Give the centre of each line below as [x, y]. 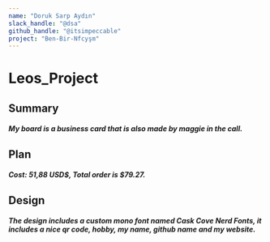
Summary [34, 108]
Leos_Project [54, 79]
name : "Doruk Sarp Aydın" [52, 16]
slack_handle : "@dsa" [45, 23]
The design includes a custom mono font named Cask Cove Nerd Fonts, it [135, 221]
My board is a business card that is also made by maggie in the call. [126, 129]
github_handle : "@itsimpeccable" [65, 31]
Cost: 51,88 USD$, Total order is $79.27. [77, 175]
